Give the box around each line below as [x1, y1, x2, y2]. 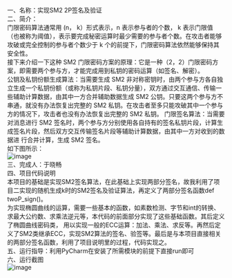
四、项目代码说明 [7, 169, 56, 177]
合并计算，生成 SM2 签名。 [26, 136, 104, 144]
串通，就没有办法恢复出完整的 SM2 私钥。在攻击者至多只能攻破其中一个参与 [7, 101, 224, 109]
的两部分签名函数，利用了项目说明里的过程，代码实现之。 [7, 238, 171, 246]
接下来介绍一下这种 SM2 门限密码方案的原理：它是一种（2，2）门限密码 [7, 58, 213, 66]
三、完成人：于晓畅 [7, 160, 62, 168]
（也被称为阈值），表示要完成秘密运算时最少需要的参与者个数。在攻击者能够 [7, 32, 222, 40]
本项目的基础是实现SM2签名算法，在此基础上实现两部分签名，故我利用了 [7, 178, 214, 185]
